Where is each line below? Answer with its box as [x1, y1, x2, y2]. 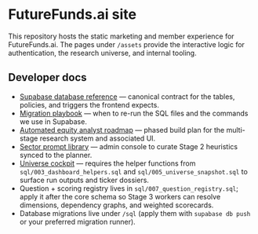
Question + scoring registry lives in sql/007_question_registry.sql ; [19, 183, 239, 193]
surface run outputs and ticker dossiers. [19, 175, 149, 185]
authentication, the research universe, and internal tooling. [8, 48, 198, 57]
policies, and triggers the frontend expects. [19, 100, 159, 109]
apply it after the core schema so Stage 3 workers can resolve [19, 192, 221, 201]
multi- [226, 125, 245, 134]
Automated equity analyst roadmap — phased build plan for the [19, 125, 225, 134]
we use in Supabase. [19, 116, 88, 126]
